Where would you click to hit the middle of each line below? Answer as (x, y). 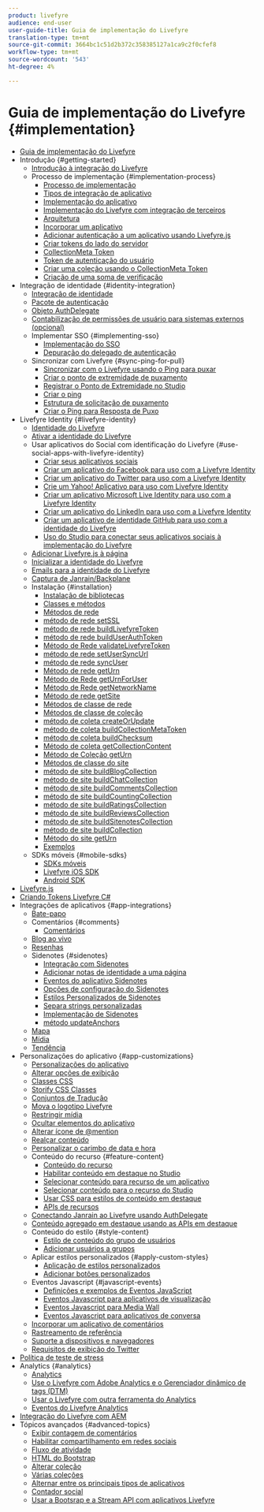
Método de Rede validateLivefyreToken (107, 645)
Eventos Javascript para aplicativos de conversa (122, 1315)
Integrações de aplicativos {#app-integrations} (95, 905)
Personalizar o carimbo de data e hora (93, 1148)
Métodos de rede (71, 612)
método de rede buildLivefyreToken (101, 628)
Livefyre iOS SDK (71, 871)
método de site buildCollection (93, 829)
